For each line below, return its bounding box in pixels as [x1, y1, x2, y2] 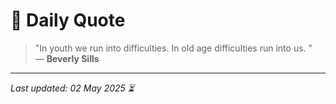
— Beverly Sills [34, 52, 100, 64]
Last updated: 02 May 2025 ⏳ [10, 82, 135, 94]
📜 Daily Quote [10, 9, 126, 32]
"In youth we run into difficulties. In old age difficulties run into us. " [34, 42, 313, 54]
